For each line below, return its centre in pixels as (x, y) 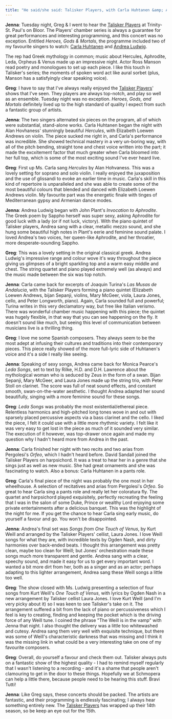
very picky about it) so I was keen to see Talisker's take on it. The (74, 604)
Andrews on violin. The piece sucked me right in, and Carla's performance (84, 136)
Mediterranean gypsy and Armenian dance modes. (59, 200)
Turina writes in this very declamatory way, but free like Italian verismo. (80, 306)
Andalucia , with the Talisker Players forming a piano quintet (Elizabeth (79, 290)
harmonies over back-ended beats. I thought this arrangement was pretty (83, 545)
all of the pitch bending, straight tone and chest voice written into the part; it (85, 147)
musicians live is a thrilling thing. (39, 328)
